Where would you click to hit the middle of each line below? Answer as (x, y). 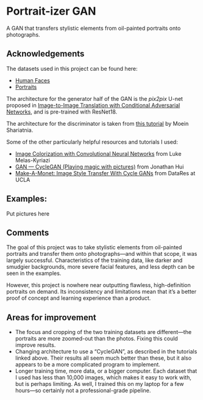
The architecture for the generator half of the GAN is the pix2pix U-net (94, 98)
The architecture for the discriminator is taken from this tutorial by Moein (98, 123)
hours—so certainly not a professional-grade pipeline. (83, 391)
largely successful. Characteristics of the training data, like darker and (94, 260)
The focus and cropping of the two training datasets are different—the (103, 332)
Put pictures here (28, 213)
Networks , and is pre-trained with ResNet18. (62, 112)
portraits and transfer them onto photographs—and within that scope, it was (102, 254)
